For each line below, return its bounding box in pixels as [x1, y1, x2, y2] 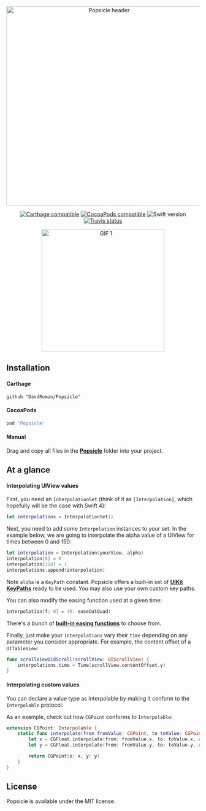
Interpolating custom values [6, 681, 80, 688]
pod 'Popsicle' [6, 420, 45, 426]
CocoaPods [6, 407, 37, 414]
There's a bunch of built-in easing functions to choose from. [6, 620, 161, 627]
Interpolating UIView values [6, 482, 78, 489]
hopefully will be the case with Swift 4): [6, 502, 106, 509]
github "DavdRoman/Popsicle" [6, 393, 81, 400]
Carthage [6, 380, 31, 387]
